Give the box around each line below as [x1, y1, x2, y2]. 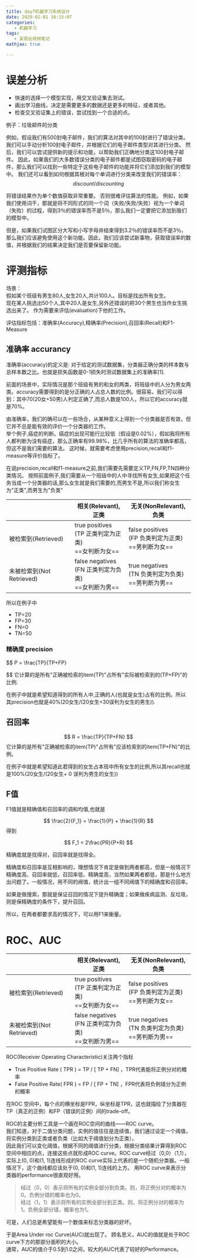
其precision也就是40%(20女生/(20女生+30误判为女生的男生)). [6, 698, 156, 705]
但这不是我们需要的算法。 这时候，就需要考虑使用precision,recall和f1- [6, 445, 174, 452]
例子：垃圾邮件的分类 [6, 121, 57, 128]
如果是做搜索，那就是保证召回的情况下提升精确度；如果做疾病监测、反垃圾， [6, 891, 191, 898]
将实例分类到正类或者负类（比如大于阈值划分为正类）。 [6, 1135, 137, 1142]
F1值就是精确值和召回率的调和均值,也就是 [6, 806, 106, 813]
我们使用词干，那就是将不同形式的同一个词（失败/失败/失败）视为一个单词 [6, 199, 185, 206]
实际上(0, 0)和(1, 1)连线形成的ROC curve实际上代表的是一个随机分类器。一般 [6, 1157, 190, 1164]
